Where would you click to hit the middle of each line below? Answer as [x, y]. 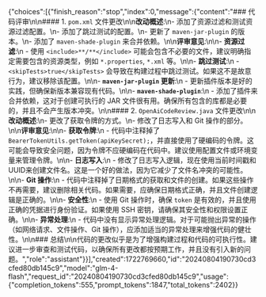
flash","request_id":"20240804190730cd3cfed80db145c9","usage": [118, 276]
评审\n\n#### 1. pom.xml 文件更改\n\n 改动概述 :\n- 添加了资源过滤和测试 [130, 21]
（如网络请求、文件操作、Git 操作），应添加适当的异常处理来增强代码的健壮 [130, 229]
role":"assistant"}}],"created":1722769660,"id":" [107, 259]
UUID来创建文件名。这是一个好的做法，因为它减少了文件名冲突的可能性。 [128, 170]
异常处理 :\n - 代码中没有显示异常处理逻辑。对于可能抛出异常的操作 [148, 219]
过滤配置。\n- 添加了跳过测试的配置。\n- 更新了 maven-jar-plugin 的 [126, 31]
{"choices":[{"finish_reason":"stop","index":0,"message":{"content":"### [127, 11]
